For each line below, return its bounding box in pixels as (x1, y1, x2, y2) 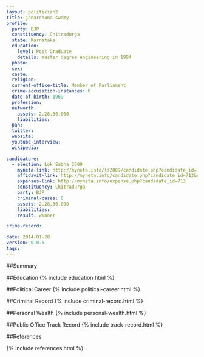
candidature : (6, 156, 39, 162)
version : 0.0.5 (6, 240, 45, 246)
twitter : (12, 128, 34, 134)
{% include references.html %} (6, 344, 84, 352)
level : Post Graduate (17, 49, 72, 55)
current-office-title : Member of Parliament (12, 83, 126, 89)
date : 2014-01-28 (6, 234, 50, 240)
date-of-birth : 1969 (12, 94, 64, 100)
